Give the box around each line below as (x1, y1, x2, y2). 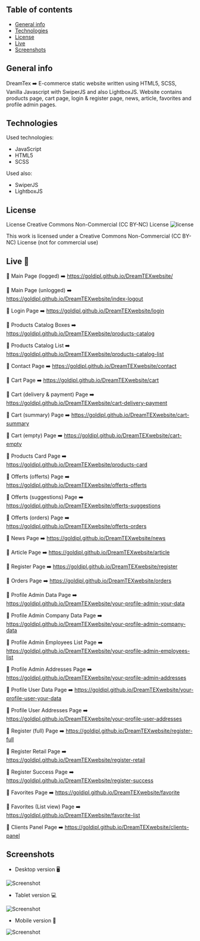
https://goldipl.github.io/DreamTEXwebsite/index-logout (6, 295, 143, 302)
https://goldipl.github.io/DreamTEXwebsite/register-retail (6, 756, 146, 764)
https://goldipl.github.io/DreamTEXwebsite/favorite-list (6, 812, 140, 819)
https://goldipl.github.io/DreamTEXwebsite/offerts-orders (6, 523, 147, 530)
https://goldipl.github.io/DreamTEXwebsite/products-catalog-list (6, 351, 164, 358)
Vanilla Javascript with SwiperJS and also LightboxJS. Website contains (6, 88, 183, 95)
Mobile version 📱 (14, 917, 57, 924)
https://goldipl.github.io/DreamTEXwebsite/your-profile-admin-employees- (6, 648, 190, 655)
